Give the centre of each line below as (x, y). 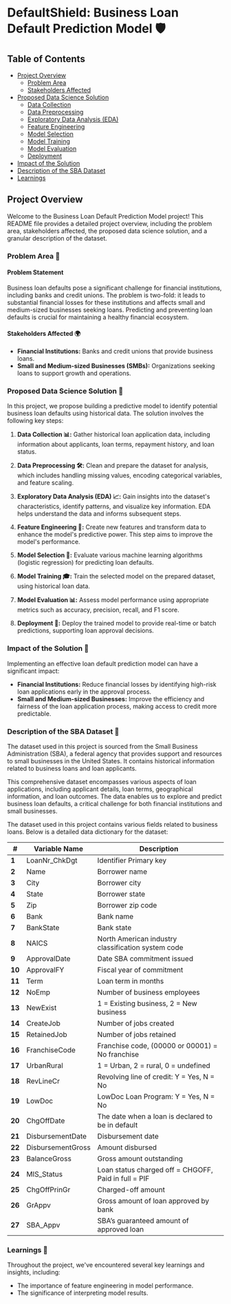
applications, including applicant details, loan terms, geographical (100, 789)
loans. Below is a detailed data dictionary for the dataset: (88, 832)
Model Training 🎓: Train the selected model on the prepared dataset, (116, 576)
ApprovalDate (48, 959)
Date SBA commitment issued (145, 959)
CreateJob (43, 1023)
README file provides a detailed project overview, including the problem (110, 223)
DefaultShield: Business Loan (93, 13)
